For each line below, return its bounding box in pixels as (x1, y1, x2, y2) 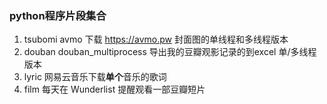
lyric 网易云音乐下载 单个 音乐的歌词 (23, 71, 167, 83)
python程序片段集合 (9, 8, 107, 22)
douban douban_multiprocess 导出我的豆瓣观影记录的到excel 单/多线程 (23, 46, 317, 58)
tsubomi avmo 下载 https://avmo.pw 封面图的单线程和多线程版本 (23, 33, 289, 46)
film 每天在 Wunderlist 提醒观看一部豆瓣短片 (23, 83, 206, 96)
